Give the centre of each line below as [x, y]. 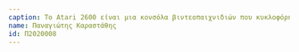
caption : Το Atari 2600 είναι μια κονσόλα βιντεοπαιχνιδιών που [130, 17]
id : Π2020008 [33, 33]
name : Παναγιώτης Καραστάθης [62, 26]
